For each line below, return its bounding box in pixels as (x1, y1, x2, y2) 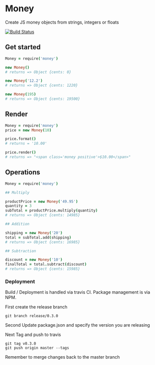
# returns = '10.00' (5, 141, 48, 146)
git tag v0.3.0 (5, 341, 36, 346)
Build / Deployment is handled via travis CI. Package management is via (5, 289, 151, 295)
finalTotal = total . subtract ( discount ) (5, 262, 87, 267)
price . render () (5, 150, 36, 155)
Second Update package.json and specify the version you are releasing (5, 322, 150, 328)
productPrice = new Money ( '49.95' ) (5, 199, 78, 204)
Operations (5, 168, 40, 177)
